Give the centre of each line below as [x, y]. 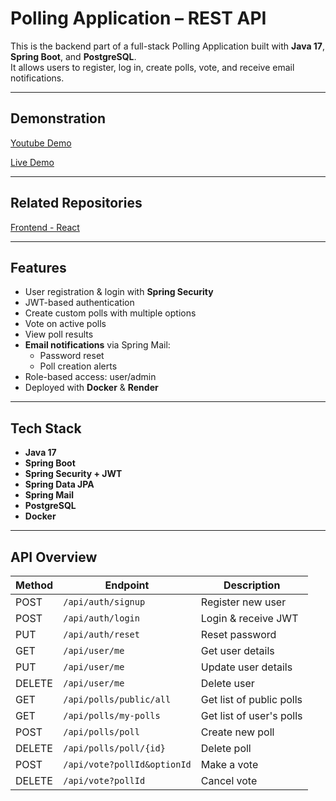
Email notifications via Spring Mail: [97, 345]
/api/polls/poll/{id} [114, 748]
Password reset [72, 356]
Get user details [237, 650]
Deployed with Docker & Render [91, 388]
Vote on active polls [65, 324]
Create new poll [237, 732]
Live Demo [32, 162]
